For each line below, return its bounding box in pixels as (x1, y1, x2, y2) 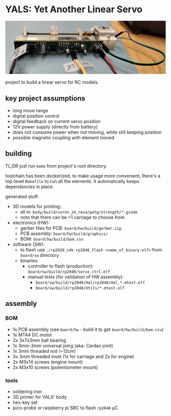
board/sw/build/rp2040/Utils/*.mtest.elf (35, 285, 125, 291)
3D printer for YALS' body (12, 394, 67, 400)
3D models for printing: (12, 203, 62, 210)
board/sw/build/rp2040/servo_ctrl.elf (27, 269, 110, 274)
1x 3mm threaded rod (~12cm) (12, 348, 76, 354)
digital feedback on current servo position (12, 118, 101, 124)
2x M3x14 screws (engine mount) (12, 358, 83, 365)
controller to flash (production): (27, 263, 94, 269)
